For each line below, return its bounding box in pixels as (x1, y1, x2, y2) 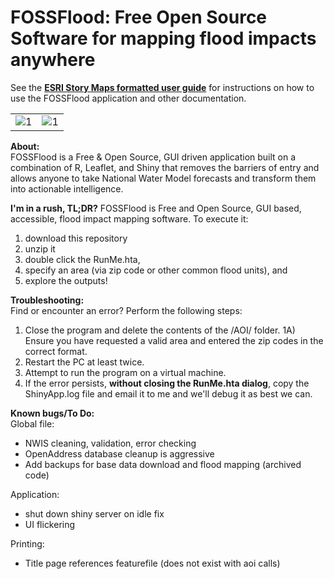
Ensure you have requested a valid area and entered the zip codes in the (24, 334, 324, 346)
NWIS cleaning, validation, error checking (24, 437, 197, 449)
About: (10, 140, 40, 152)
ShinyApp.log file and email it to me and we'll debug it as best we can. (24, 387, 313, 400)
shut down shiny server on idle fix (24, 507, 165, 520)
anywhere (10, 49, 96, 71)
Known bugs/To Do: (10, 407, 95, 419)
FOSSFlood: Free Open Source (10, 6, 268, 29)
